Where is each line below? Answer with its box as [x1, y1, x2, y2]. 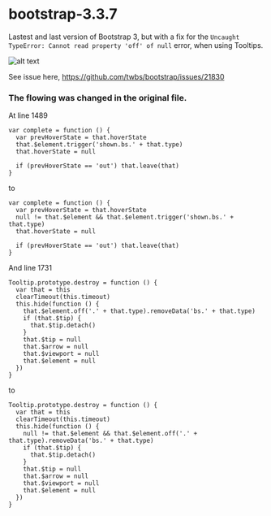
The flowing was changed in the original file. [8, 92, 187, 103]
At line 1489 [8, 111, 49, 120]
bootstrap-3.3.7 [8, 5, 118, 24]
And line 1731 [8, 263, 53, 273]
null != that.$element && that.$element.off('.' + [23, 430, 198, 438]
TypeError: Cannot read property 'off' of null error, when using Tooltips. [8, 40, 264, 50]
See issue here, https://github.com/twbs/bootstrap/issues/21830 [8, 72, 225, 81]
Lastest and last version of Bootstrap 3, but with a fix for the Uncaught [8, 32, 240, 41]
